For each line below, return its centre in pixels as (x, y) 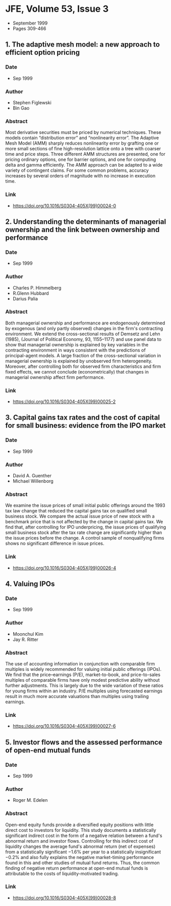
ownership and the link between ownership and (82, 230)
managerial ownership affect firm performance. (55, 377)
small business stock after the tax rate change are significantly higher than (84, 532)
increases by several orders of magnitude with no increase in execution (80, 176)
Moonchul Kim (28, 634)
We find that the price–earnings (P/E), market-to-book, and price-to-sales (83, 675)
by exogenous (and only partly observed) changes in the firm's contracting (84, 328)
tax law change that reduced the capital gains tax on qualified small (76, 511)
